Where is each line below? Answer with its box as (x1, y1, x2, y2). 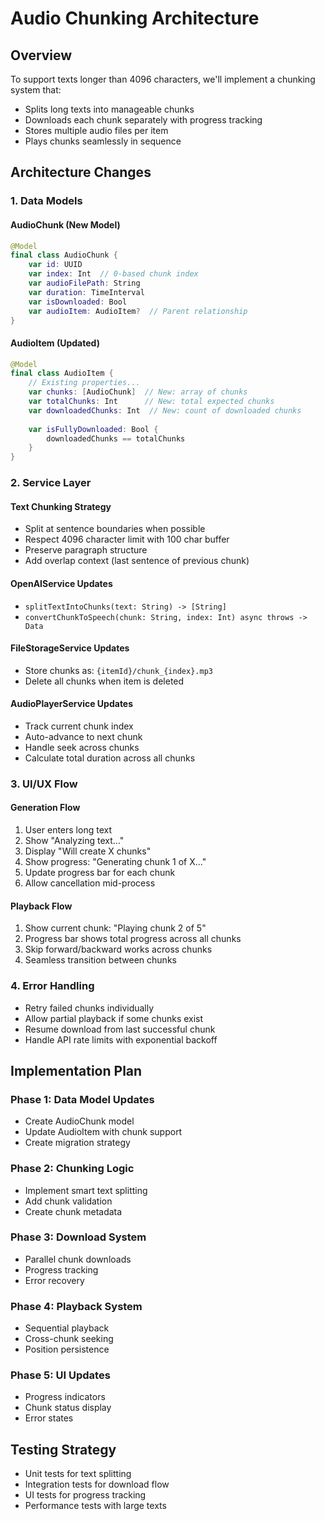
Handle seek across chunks (24, 741, 140, 753)
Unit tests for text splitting (24, 1468, 132, 1480)
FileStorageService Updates (10, 642, 130, 654)
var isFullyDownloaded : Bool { (28, 424, 159, 434)
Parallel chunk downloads (24, 1253, 132, 1265)
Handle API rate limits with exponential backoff (24, 1033, 218, 1046)
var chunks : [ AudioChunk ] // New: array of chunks (28, 387, 248, 397)
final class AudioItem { (10, 368, 114, 379)
